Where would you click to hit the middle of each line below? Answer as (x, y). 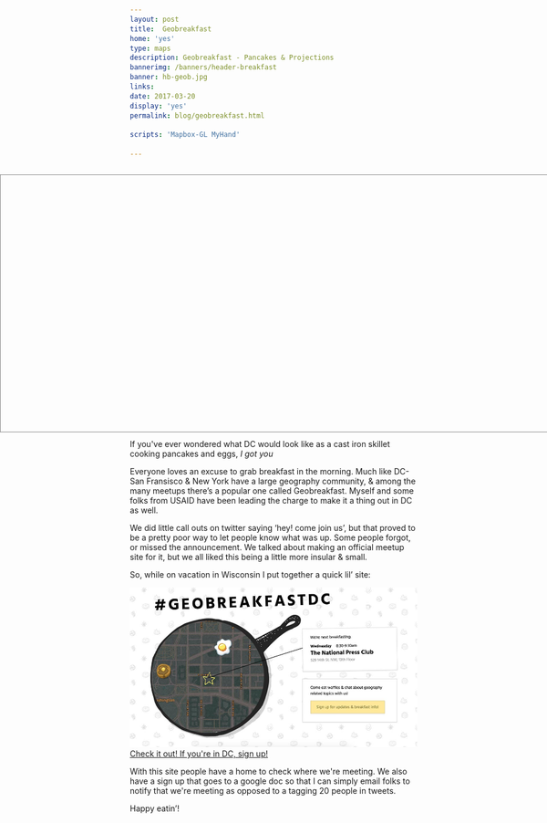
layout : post (155, 19)
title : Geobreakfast (171, 29)
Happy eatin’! (155, 808)
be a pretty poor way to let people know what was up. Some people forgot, (270, 537)
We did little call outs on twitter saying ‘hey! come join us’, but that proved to (273, 528)
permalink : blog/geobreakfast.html (197, 115)
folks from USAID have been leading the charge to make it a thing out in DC (271, 500)
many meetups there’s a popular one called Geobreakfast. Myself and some (272, 491)
